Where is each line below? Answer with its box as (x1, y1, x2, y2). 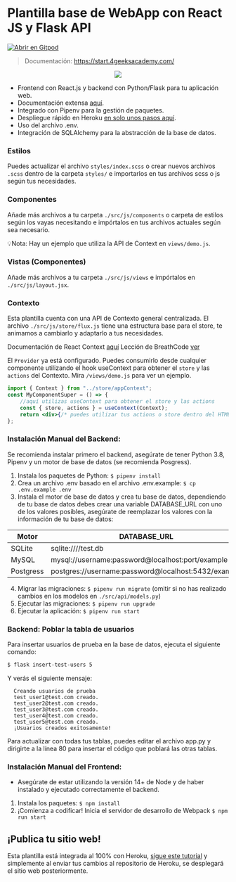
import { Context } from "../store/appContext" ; (7, 385, 152, 392)
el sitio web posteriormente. (7, 867, 88, 875)
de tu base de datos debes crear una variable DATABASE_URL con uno (17, 499, 223, 508)
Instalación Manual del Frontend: (7, 762, 122, 772)
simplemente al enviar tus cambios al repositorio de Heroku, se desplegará (7, 859, 224, 867)
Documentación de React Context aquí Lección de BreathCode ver (7, 343, 200, 351)
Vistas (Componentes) (7, 257, 86, 267)
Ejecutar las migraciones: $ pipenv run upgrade (17, 599, 156, 608)
